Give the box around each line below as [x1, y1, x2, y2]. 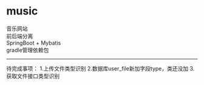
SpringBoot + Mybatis [6, 39, 61, 46]
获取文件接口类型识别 [6, 72, 59, 80]
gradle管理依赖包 [6, 46, 49, 54]
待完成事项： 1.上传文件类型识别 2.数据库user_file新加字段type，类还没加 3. [6, 65, 195, 72]
